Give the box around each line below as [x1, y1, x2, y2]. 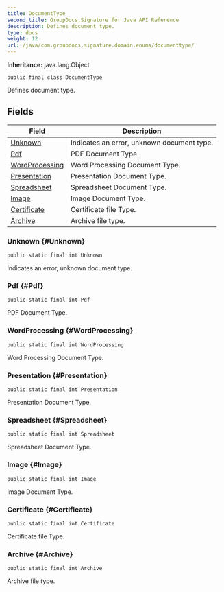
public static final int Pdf [7, 296, 90, 304]
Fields [7, 106, 34, 117]
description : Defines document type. [7, 23, 115, 29]
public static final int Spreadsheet [7, 431, 115, 438]
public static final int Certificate [7, 520, 115, 527]
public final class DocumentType [7, 74, 103, 81]
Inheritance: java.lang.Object [7, 61, 90, 69]
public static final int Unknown [7, 252, 103, 259]
